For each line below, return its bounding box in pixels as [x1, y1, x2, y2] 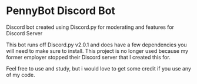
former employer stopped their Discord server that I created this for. [6, 53, 171, 61]
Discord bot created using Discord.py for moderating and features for [6, 23, 175, 31]
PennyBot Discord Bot [6, 4, 116, 18]
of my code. [6, 71, 35, 78]
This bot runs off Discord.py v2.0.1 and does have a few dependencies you [6, 41, 187, 48]
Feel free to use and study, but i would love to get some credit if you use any [6, 65, 191, 72]
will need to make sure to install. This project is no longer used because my [6, 47, 189, 54]
